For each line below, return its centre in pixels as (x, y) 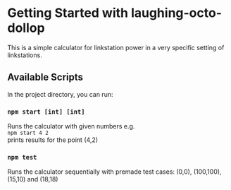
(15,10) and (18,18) (33, 179)
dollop (26, 28)
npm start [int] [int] (46, 112)
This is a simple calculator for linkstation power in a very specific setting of (116, 47)
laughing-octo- (176, 13)
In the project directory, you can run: (60, 94)
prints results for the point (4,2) (53, 140)
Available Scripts (45, 77)
